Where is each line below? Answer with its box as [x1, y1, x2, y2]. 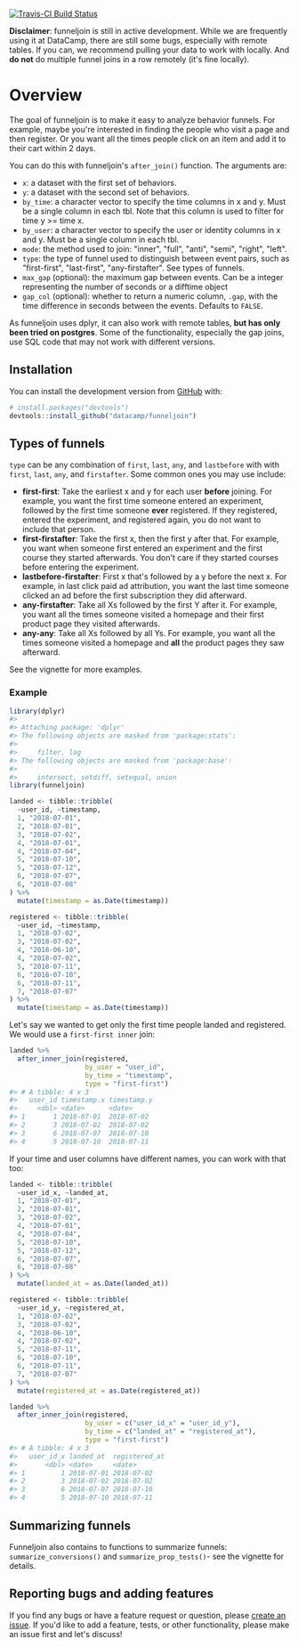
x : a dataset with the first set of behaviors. [21, 177, 177, 188]
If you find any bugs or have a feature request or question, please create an [9, 1610, 286, 1620]
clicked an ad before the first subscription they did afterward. [21, 590, 247, 601]
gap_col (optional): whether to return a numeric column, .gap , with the [21, 290, 278, 302]
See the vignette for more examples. [9, 664, 142, 675]
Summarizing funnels [9, 1518, 132, 1533]
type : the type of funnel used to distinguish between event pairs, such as [21, 253, 290, 263]
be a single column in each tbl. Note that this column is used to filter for [21, 206, 285, 216]
